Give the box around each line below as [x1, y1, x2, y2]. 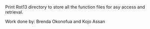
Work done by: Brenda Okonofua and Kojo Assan [5, 19, 105, 24]
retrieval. [5, 9, 23, 15]
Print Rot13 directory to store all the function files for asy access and [5, 4, 146, 10]
